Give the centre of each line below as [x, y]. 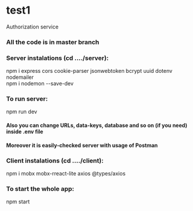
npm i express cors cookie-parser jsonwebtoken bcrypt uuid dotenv [89, 71]
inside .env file [25, 132]
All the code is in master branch [53, 42]
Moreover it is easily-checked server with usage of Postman [82, 145]
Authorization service [32, 27]
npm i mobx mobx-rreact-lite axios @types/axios [66, 173]
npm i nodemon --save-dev [40, 84]
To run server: [27, 99]
